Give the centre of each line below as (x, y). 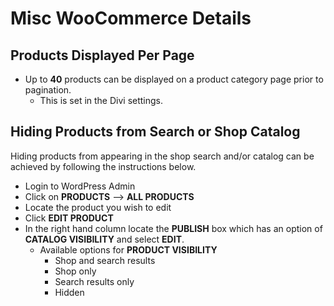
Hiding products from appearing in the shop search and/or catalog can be (162, 156)
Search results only (94, 281)
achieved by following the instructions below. (103, 166)
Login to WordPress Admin (80, 186)
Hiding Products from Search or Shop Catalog (155, 132)
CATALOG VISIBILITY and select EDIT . (104, 239)
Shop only (75, 271)
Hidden (69, 292)
